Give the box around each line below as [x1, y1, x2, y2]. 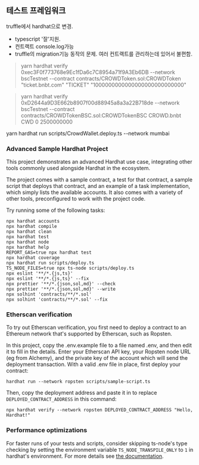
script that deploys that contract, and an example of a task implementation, [6, 183, 191, 190]
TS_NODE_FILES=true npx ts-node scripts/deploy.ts [6, 265, 135, 272]
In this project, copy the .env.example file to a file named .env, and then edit [6, 342, 192, 349]
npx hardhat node [6, 239, 49, 245]
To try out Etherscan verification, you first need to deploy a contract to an [6, 324, 186, 331]
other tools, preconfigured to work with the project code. [6, 195, 146, 202]
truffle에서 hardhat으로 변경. [6, 23, 73, 30]
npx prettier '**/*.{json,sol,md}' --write [6, 286, 116, 292]
